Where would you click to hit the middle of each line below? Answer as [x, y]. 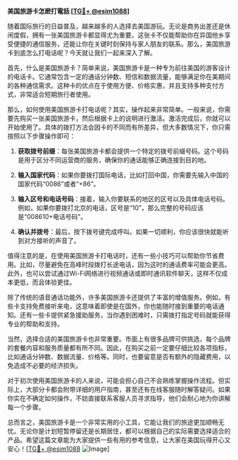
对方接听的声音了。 [52, 241]
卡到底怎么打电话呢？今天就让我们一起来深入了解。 [82, 53]
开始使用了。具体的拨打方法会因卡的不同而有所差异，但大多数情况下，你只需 [119, 127]
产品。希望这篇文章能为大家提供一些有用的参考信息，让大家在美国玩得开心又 [119, 440]
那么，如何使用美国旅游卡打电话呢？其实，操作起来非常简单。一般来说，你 [116, 110]
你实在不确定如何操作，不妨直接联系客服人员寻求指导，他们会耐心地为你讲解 [119, 398]
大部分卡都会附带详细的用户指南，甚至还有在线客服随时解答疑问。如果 [128, 389]
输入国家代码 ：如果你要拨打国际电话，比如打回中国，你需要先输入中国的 [123, 175]
